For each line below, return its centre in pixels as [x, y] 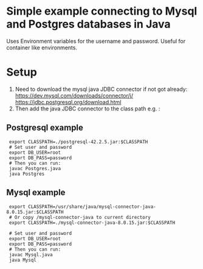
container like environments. [42, 48]
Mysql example [36, 192]
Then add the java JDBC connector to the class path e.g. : [88, 109]
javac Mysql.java [31, 254]
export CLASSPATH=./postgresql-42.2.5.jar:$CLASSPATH [78, 142]
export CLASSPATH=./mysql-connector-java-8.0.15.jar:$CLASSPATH [92, 223]
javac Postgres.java [35, 168]
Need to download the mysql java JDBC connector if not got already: [101, 89]
